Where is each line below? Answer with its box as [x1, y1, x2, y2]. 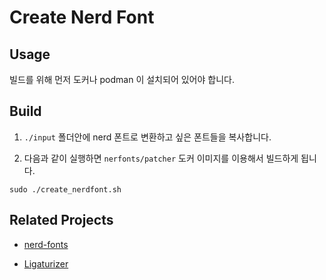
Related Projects [9, 212, 114, 229]
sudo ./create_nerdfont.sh [9, 184, 122, 195]
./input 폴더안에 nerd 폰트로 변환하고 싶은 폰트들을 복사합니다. [23, 131, 272, 143]
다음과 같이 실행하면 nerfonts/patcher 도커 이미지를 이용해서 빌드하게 [23, 152, 299, 164]
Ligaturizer [23, 257, 69, 270]
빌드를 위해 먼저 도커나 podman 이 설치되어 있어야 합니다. [9, 74, 235, 85]
